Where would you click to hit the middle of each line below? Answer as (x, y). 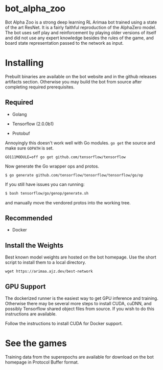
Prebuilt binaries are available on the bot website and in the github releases (81, 76)
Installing (24, 63)
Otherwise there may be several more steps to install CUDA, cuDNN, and (78, 303)
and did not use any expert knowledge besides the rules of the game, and (80, 38)
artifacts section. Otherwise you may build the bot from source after (73, 82)
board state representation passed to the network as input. (64, 43)
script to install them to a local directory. (46, 262)
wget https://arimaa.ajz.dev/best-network (49, 271)
